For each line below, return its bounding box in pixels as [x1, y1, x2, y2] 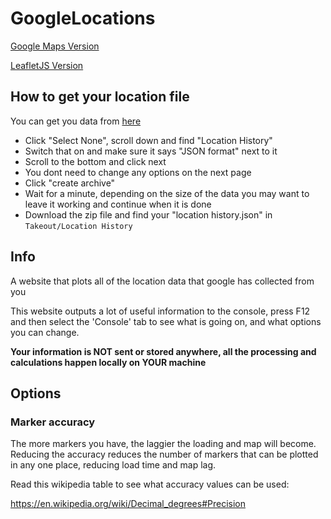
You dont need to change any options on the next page [24, 166, 252, 178]
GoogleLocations [10, 7, 156, 30]
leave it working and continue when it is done [24, 198, 212, 210]
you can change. [10, 326, 80, 338]
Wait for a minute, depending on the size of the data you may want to [24, 187, 310, 199]
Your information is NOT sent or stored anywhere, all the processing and [10, 345, 317, 357]
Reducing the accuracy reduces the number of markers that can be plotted [10, 448, 319, 461]
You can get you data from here [10, 115, 142, 127]
